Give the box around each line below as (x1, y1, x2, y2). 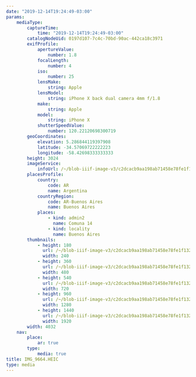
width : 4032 (27, 324, 57, 330)
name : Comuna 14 (52, 220, 93, 226)
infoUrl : (37, 166, 59, 172)
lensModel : (37, 90, 64, 96)
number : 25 (47, 74, 75, 79)
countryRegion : (37, 193, 75, 199)
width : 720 (43, 286, 69, 292)
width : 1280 (43, 302, 72, 308)
